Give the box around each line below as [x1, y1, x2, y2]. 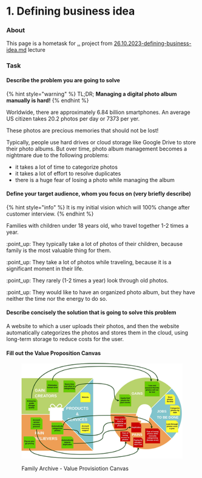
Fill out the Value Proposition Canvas [6, 349, 101, 357]
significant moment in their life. [6, 265, 84, 272]
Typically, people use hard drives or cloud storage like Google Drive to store [6, 138, 196, 146]
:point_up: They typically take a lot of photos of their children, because [6, 240, 183, 247]
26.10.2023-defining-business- [113, 40, 192, 47]
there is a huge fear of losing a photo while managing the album [15, 176, 175, 183]
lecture [27, 46, 45, 54]
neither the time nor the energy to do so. [6, 295, 107, 302]
